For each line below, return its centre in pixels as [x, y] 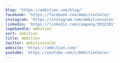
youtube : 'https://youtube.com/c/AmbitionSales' [58, 52]
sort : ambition [22, 34]
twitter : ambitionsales [31, 43]
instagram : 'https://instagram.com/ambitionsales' [61, 19]
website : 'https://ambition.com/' [42, 48]
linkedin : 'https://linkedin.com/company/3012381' [61, 24]
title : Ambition [23, 39]
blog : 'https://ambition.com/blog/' [44, 10]
